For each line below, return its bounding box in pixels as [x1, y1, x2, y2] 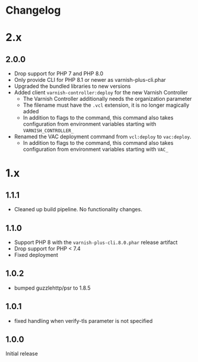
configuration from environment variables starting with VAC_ [23, 146, 168, 153]
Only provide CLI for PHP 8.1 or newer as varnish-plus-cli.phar [14, 77, 167, 84]
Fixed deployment [14, 252, 59, 258]
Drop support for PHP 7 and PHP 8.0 [14, 70, 104, 77]
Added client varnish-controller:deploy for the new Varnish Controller [14, 89, 188, 96]
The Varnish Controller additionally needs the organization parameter [23, 96, 192, 103]
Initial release [5, 350, 38, 357]
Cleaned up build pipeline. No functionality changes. [14, 206, 143, 213]
